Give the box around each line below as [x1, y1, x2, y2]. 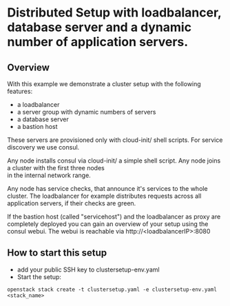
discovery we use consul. [7, 143, 80, 151]
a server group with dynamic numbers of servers [17, 108, 156, 116]
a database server [17, 115, 69, 123]
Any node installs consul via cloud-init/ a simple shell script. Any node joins [7, 156, 221, 165]
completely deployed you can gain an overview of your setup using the [7, 220, 209, 228]
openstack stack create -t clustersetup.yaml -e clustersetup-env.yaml [7, 286, 217, 293]
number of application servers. [7, 34, 189, 50]
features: [7, 88, 33, 95]
